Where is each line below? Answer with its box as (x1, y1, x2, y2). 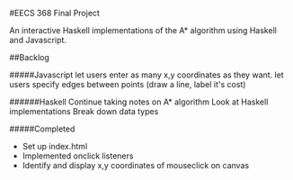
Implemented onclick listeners (22, 150, 134, 161)
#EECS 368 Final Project (9, 8, 101, 18)
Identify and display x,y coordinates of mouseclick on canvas (22, 160, 250, 170)
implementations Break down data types (9, 106, 159, 116)
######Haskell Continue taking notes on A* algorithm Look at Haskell (9, 96, 269, 107)
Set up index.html (22, 141, 88, 151)
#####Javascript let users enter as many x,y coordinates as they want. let (9, 69, 285, 80)
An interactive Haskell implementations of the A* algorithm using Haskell (9, 25, 277, 35)
